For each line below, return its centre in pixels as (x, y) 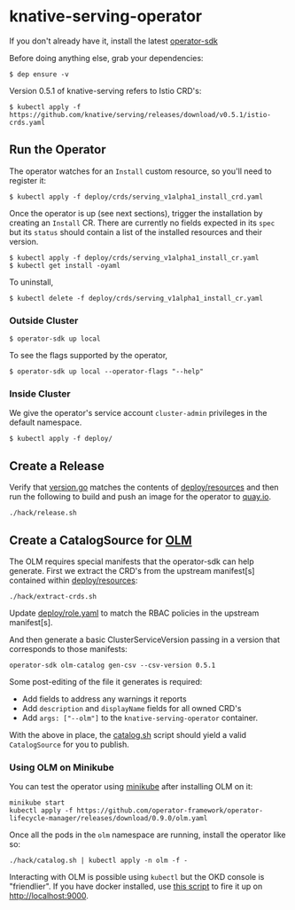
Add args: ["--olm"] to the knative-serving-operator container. (140, 718)
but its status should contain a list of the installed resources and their (136, 231)
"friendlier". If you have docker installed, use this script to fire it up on (136, 886)
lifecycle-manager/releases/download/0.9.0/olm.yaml (109, 819)
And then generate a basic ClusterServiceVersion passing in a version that (145, 639)
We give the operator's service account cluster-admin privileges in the (138, 413)
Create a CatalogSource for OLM (101, 540)
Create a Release (57, 466)
